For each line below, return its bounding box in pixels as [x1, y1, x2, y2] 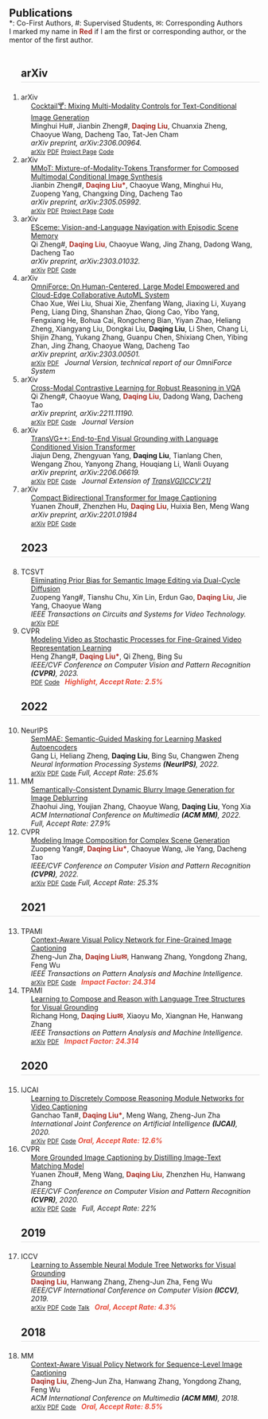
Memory [30, 231, 59, 240]
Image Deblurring [30, 793, 88, 803]
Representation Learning [30, 643, 112, 652]
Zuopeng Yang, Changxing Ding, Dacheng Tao [30, 189, 183, 198]
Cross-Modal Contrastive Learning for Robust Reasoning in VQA [30, 383, 241, 392]
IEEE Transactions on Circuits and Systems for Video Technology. [30, 609, 247, 619]
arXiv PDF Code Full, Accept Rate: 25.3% [30, 877, 159, 887]
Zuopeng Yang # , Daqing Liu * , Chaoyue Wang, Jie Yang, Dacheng [30, 844, 247, 853]
